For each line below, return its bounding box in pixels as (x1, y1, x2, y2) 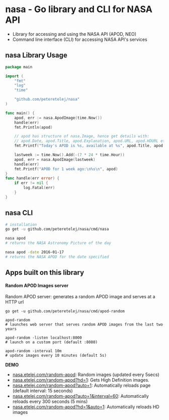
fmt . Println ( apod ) (14, 125, 53, 130)
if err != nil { (14, 180, 49, 185)
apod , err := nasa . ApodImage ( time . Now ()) (14, 115, 102, 120)
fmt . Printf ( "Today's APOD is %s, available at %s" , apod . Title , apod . (14, 143, 165, 149)
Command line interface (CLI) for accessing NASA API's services (12, 36, 147, 42)
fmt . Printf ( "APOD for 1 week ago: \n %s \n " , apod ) (14, 166, 118, 171)
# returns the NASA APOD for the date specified (5, 254, 109, 259)
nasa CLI (5, 209, 33, 217)
